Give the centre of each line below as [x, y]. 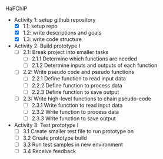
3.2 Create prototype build [55, 138]
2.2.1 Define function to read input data [79, 79]
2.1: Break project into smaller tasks [66, 52]
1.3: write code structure [52, 39]
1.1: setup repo [40, 26]
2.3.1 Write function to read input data [77, 105]
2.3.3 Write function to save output [74, 118]
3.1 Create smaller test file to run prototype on [78, 131]
